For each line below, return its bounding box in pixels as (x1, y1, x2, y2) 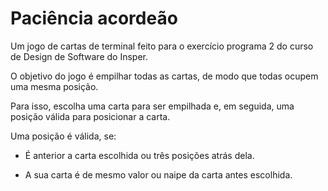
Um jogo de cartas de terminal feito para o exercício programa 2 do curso (10, 40, 314, 52)
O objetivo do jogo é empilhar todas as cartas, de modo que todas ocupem (10, 70, 319, 82)
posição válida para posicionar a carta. (10, 110, 171, 122)
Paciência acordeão (10, 7, 178, 30)
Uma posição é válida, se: (10, 130, 117, 142)
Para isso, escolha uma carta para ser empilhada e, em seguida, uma (10, 100, 295, 112)
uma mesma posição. (10, 80, 99, 92)
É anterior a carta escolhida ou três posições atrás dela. (24, 149, 255, 161)
